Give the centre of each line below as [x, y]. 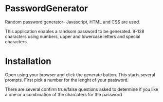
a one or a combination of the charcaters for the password [64, 94]
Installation [28, 61]
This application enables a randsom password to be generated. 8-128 [75, 31]
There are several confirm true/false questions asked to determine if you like [82, 89]
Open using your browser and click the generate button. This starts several [80, 75]
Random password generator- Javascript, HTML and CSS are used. [72, 22]
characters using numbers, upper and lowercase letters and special [73, 36]
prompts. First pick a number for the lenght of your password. [67, 80]
